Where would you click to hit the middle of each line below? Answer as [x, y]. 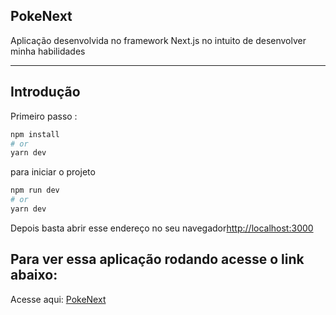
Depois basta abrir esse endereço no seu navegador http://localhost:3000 [162, 228]
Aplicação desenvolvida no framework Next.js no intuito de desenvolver [158, 40]
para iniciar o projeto [53, 172]
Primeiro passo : [44, 116]
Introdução [45, 92]
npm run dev [35, 190]
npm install [35, 134]
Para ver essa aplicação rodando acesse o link [157, 259]
